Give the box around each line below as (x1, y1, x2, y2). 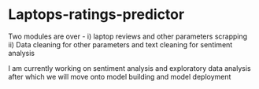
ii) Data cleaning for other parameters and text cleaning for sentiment (8, 39, 233, 49)
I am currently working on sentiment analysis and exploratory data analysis (8, 63, 251, 72)
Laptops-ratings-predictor (8, 6, 185, 24)
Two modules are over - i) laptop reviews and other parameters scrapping (8, 32, 248, 41)
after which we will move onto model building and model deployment (8, 72, 231, 81)
